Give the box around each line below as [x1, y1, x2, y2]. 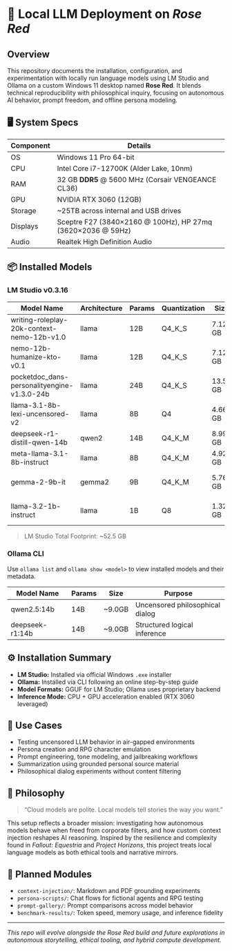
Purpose [164, 588, 193, 598]
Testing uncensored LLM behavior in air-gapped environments [17, 738, 195, 746]
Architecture [80, 303, 123, 313]
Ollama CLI [7, 549, 45, 558]
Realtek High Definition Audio [57, 237, 153, 246]
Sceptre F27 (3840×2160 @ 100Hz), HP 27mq [57, 217, 213, 226]
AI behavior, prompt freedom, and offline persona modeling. [7, 96, 178, 104]
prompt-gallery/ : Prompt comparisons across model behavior [17, 901, 193, 910]
